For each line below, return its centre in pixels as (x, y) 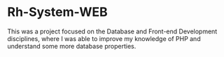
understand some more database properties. (72, 46)
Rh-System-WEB (58, 12)
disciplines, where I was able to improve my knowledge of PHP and (104, 38)
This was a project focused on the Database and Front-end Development (112, 31)
